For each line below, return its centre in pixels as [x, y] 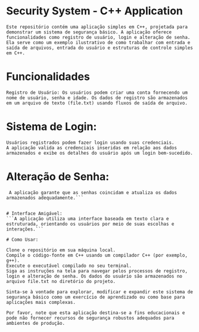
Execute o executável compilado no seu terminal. [69, 266]
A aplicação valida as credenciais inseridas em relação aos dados [92, 147]
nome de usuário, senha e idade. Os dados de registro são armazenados [97, 98]
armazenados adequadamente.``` [45, 198]
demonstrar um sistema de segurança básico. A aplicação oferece [89, 32]
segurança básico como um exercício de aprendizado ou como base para [96, 297]
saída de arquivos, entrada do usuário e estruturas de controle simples [100, 48]
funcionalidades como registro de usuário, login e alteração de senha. [98, 37]
